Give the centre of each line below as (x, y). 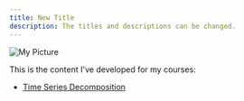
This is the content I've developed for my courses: (103, 69)
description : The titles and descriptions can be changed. (123, 26)
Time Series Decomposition (74, 87)
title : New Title (42, 18)
